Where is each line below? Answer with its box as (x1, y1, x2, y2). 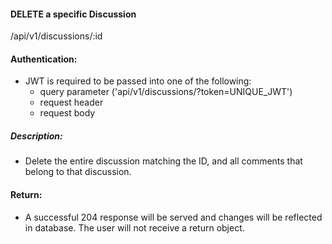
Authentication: (10, 53, 78, 65)
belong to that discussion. (24, 166, 132, 178)
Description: (10, 130, 63, 142)
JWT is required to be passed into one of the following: (24, 75, 252, 87)
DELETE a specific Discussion (10, 8, 137, 20)
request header (39, 96, 104, 109)
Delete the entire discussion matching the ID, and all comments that (24, 155, 303, 167)
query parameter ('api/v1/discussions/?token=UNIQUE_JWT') (39, 86, 293, 98)
